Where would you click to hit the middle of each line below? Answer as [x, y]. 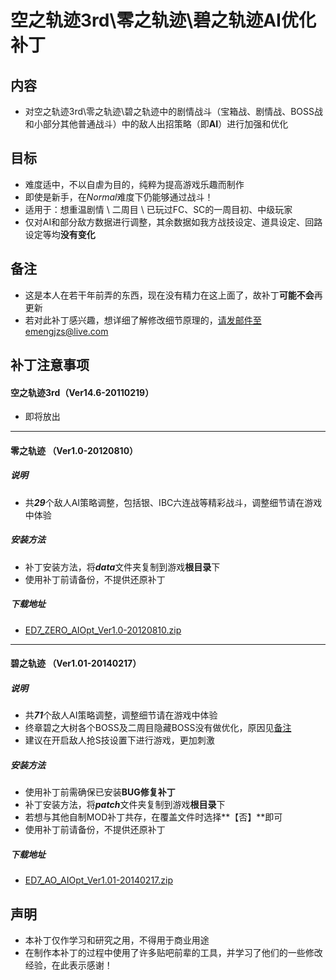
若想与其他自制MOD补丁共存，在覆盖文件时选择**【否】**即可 [153, 817]
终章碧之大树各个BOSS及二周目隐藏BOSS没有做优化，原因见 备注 [158, 728]
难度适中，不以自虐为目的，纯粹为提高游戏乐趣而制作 [134, 184]
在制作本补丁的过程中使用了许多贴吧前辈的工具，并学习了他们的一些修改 [173, 953]
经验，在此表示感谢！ [68, 965]
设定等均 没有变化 [60, 234]
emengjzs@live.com [66, 331]
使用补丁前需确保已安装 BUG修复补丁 [100, 792]
